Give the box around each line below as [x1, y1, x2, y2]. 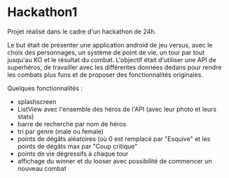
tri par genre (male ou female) [17, 127, 104, 135]
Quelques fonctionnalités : [7, 84, 83, 92]
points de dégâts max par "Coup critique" [17, 142, 138, 150]
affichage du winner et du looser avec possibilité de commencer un [17, 156, 212, 165]
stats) [17, 112, 34, 121]
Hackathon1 [7, 4, 78, 20]
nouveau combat [17, 164, 67, 172]
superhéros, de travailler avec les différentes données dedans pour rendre [7, 63, 222, 71]
